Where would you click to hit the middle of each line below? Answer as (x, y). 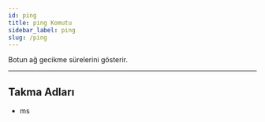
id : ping (22, 15)
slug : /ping (28, 37)
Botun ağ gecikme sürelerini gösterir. (68, 60)
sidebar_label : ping (42, 30)
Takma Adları (41, 92)
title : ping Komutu (40, 23)
